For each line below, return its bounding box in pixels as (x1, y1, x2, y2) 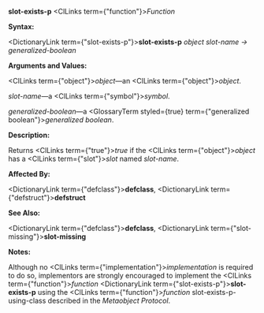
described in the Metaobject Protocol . (47, 296, 171, 305)
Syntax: (8, 22, 35, 31)
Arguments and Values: (8, 61, 87, 70)
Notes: (8, 248, 32, 256)
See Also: (8, 208, 41, 218)
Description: (8, 130, 50, 140)
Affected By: (8, 170, 51, 178)
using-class (8, 296, 46, 305)
